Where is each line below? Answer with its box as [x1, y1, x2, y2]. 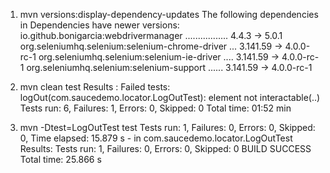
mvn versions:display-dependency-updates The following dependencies [19, 9, 319, 20]
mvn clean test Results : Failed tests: [19, 81, 171, 93]
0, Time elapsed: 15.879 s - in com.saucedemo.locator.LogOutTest [19, 132, 293, 144]
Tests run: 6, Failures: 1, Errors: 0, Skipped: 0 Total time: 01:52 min [19, 102, 292, 114]
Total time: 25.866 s [19, 154, 102, 165]
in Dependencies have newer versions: [19, 19, 180, 31]
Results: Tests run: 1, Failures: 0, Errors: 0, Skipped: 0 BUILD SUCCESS [19, 143, 312, 154]
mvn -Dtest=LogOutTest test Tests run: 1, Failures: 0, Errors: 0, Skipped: [19, 122, 316, 133]
